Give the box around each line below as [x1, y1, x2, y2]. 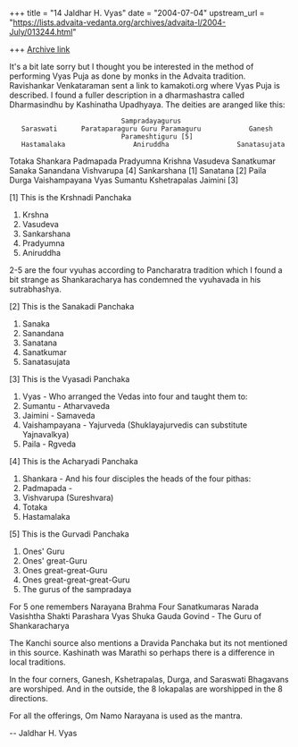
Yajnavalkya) [21, 429, 70, 439]
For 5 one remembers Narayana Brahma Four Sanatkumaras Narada [9, 601, 259, 612]
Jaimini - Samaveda [21, 411, 95, 420]
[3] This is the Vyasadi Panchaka [9, 374, 130, 384]
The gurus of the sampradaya [21, 584, 132, 594]
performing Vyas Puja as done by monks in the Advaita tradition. [9, 71, 246, 81]
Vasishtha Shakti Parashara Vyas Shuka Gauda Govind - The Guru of [9, 611, 261, 621]
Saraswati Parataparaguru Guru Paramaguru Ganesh [21, 124, 274, 133]
